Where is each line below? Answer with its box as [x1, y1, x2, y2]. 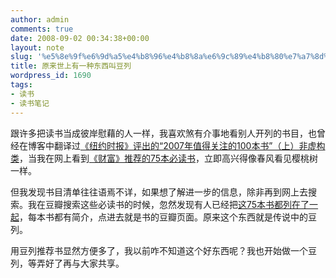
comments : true [10, 24, 74, 34]
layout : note [10, 42, 65, 53]
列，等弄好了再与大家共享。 [10, 257, 125, 269]
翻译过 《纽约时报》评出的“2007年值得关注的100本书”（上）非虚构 [53, 139, 326, 151]
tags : [10, 80, 33, 90]
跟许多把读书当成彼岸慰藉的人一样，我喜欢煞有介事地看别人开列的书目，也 [10, 127, 317, 139]
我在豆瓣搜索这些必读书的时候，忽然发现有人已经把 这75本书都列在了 [27, 198, 310, 210]
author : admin [10, 14, 70, 25]
